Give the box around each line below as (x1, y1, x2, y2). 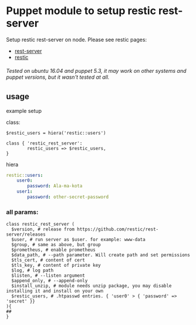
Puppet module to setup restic (6, 4, 157, 18)
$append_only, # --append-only (11, 278, 88, 284)
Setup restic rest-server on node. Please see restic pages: (6, 36, 147, 43)
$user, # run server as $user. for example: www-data (11, 237, 146, 243)
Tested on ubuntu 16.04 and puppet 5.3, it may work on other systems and (6, 67, 187, 74)
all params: (6, 207, 39, 216)
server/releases (6, 232, 46, 237)
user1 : (16, 189, 33, 195)
